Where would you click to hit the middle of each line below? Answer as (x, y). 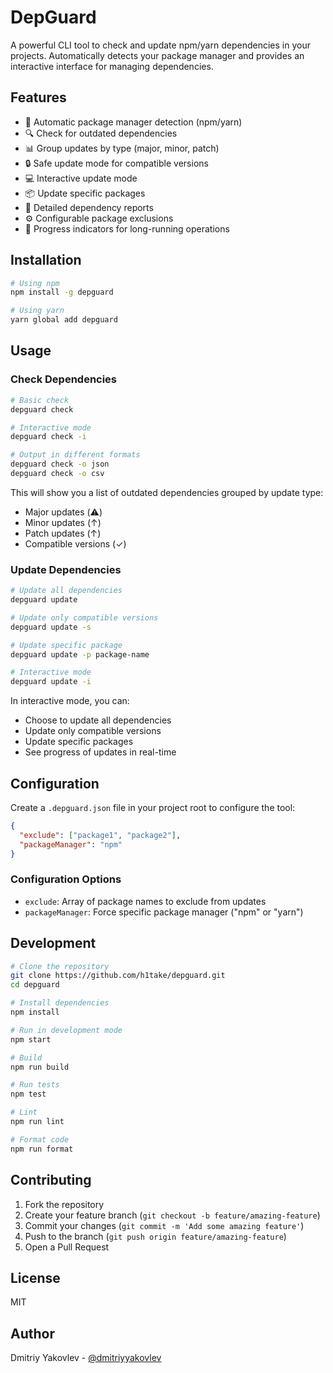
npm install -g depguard (62, 292)
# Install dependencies (60, 1003)
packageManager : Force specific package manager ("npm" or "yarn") (164, 912)
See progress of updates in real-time (100, 752)
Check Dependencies (64, 379)
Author (32, 1333)
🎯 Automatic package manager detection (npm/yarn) (133, 122)
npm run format (42, 1149)
